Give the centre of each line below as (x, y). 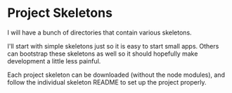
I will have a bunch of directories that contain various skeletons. (99, 32)
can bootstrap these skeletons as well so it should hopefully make (103, 54)
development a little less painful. (54, 61)
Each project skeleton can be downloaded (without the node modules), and (116, 75)
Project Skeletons (60, 13)
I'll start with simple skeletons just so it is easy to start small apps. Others (113, 46)
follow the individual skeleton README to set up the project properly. (107, 82)
